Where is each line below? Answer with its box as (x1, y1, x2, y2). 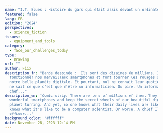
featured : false (5, 12, 38, 17)
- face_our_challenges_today (9, 48, 68, 53)
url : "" (5, 61, 21, 66)
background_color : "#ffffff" (5, 115, 64, 121)
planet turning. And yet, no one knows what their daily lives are (9, 102, 149, 107)
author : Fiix (5, 66, 32, 71)
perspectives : (5, 25, 34, 30)
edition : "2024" (5, 20, 38, 26)
